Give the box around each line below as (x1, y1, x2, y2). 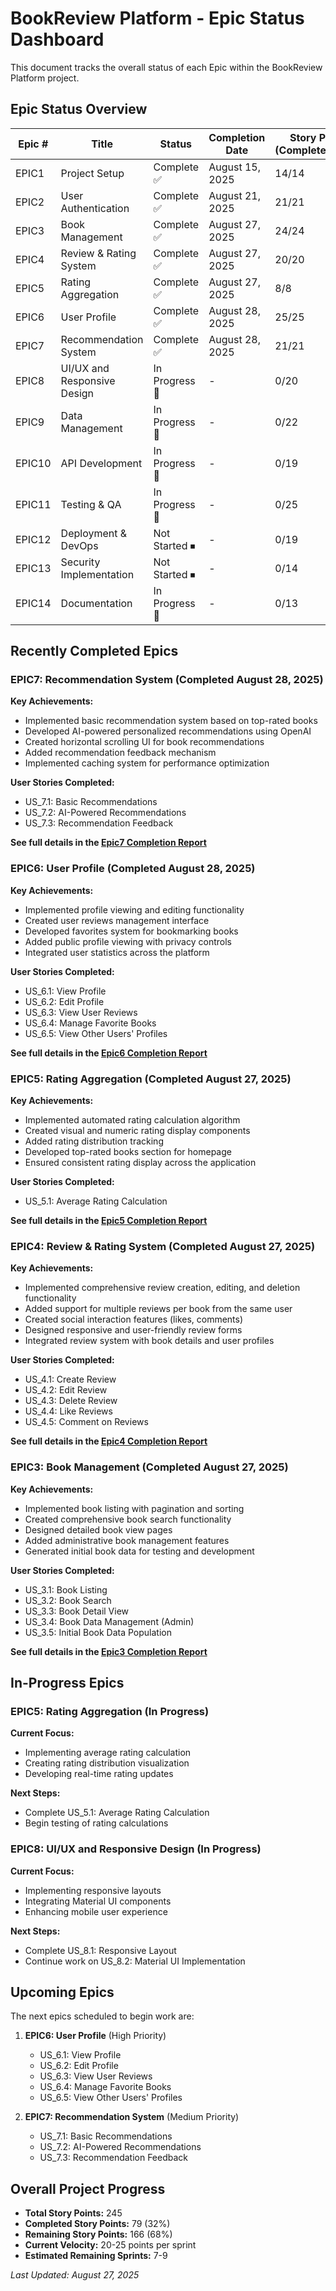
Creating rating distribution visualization (24, 1757, 190, 1769)
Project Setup (60, 166, 125, 180)
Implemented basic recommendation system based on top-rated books (24, 715, 318, 727)
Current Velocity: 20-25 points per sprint (24, 2239, 197, 2251)
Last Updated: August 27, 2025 (10, 2269, 140, 2281)
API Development (60, 456, 143, 470)
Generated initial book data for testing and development (24, 1545, 255, 1557)
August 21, (208, 188, 261, 202)
